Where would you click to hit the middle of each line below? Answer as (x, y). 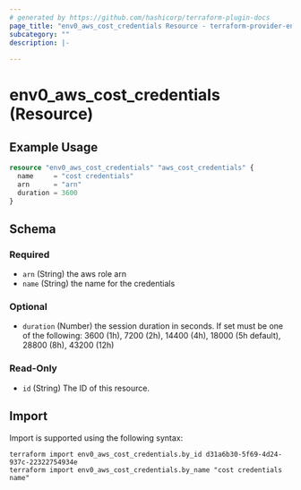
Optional (28, 307)
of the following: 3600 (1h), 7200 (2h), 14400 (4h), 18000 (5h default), (151, 336)
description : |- (39, 43)
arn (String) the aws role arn (74, 274)
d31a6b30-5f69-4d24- (244, 454)
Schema (33, 229)
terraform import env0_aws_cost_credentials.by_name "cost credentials (146, 470)
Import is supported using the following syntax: (96, 438)
